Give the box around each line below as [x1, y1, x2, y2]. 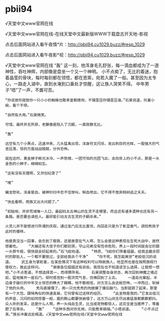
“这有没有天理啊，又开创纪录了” [5, 171, 61, 176]
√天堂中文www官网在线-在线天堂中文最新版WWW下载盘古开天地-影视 [5, 31, 148, 36]
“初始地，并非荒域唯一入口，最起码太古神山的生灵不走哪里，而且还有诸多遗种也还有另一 [5, 209, 158, 214]
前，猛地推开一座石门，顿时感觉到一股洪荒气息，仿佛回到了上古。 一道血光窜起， [5, 275, 154, 280]
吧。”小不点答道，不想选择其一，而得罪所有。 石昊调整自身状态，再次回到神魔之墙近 [5, 270, 158, 275]
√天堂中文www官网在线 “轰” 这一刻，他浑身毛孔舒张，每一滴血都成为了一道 [5, 62, 159, 68]
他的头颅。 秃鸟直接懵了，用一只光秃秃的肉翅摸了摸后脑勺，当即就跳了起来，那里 [8, 285, 158, 290]
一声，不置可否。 [22, 87, 57, 93]
